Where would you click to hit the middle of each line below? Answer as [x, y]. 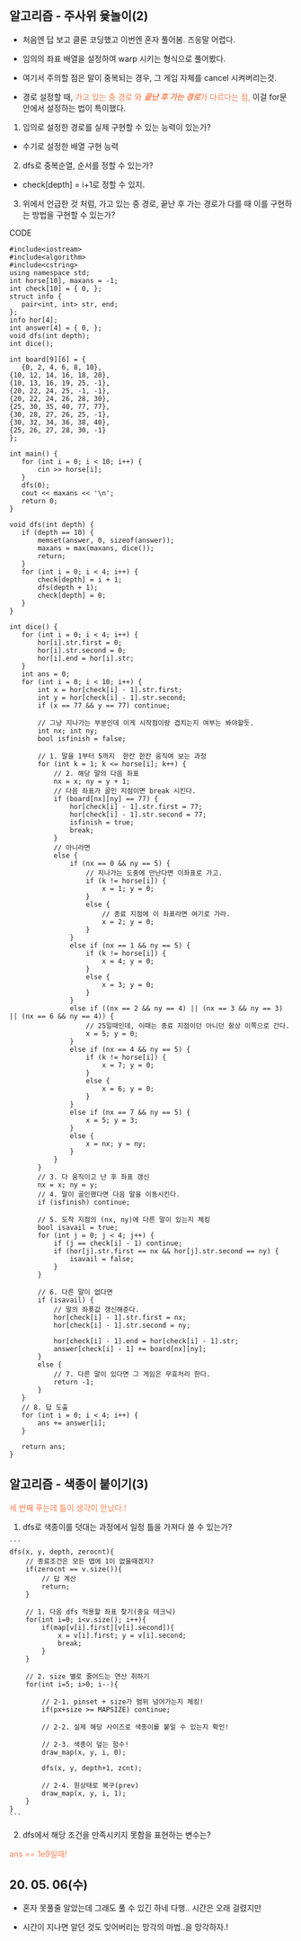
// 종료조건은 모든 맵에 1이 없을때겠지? [90, 1561]
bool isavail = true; [78, 1227]
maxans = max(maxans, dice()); [96, 548]
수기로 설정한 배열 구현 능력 [71, 146]
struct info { [36, 296]
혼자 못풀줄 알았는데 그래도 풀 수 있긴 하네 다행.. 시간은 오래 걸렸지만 [142, 1908]
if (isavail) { [66, 1300]
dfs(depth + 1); [68, 587]
